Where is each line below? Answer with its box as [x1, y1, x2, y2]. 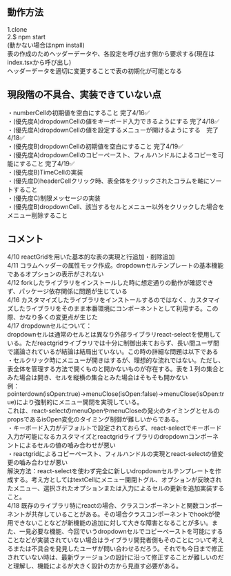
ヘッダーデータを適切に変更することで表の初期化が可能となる [7, 66, 183, 75]
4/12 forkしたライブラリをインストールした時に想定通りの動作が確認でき [7, 279, 214, 287]
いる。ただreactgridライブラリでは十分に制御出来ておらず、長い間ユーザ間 [7, 339, 219, 347]
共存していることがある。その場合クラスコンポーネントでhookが [30, 510, 215, 519]
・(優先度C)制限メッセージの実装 [7, 194, 101, 202]
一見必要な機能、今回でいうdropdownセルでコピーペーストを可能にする [19, 527, 223, 536]
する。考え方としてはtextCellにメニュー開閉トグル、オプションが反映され [12, 475, 222, 484]
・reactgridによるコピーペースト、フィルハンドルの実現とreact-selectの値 [7, 450, 218, 458]
